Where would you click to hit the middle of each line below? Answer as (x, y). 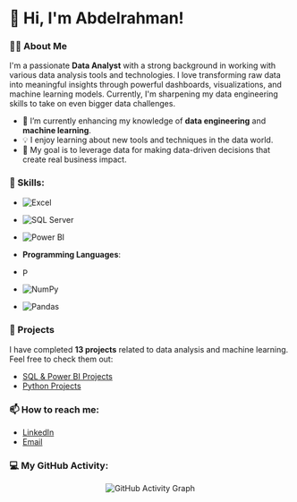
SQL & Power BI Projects (68, 376)
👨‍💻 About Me (38, 47)
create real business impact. (74, 159)
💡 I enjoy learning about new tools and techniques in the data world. (148, 140)
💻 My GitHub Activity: (59, 465)
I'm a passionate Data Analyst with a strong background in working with (143, 65)
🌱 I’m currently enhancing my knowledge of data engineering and (144, 121)
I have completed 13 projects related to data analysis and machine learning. (149, 349)
